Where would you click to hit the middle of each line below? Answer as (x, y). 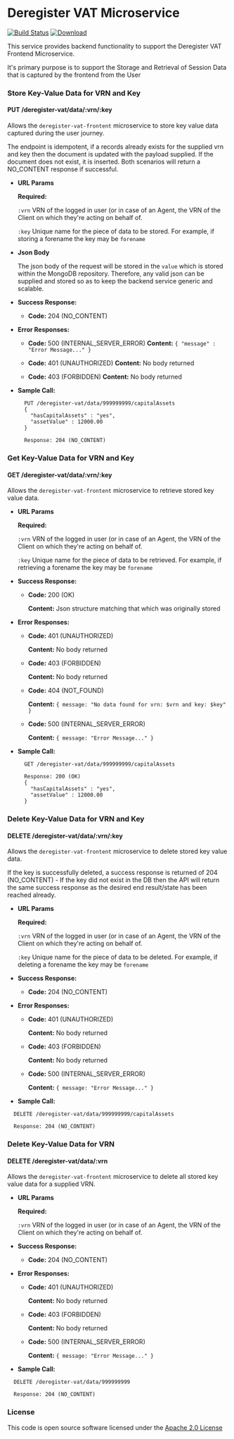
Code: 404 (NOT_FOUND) (66, 691)
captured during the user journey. (56, 133)
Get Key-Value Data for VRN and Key (71, 458)
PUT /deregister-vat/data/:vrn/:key (60, 110)
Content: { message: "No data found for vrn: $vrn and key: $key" (127, 704)
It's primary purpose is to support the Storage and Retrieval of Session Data (117, 67)
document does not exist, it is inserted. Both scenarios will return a (104, 162)
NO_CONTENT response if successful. (63, 169)
